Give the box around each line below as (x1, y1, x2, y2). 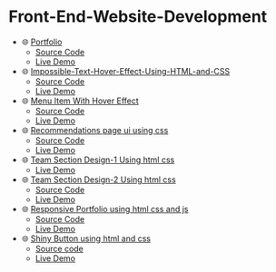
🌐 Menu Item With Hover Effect (21, 95, 140, 106)
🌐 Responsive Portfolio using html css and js (21, 203, 189, 214)
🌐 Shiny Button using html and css (21, 233, 152, 244)
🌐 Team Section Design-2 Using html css (21, 174, 176, 185)
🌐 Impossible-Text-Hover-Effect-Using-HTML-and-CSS (21, 65, 231, 76)
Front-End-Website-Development (8, 6, 268, 27)
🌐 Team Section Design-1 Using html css (21, 154, 175, 165)
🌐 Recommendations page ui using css (21, 124, 169, 135)
